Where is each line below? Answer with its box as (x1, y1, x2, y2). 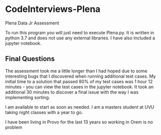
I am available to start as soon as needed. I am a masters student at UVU (5, 104, 155, 110)
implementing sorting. (5, 94, 50, 100)
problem (5, 124, 22, 130)
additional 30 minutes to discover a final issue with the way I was (5, 89, 139, 95)
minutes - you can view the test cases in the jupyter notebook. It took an (5, 84, 154, 90)
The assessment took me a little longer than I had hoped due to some (5, 68, 148, 74)
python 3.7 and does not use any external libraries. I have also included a (5, 35, 156, 41)
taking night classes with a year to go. (5, 109, 83, 115)
